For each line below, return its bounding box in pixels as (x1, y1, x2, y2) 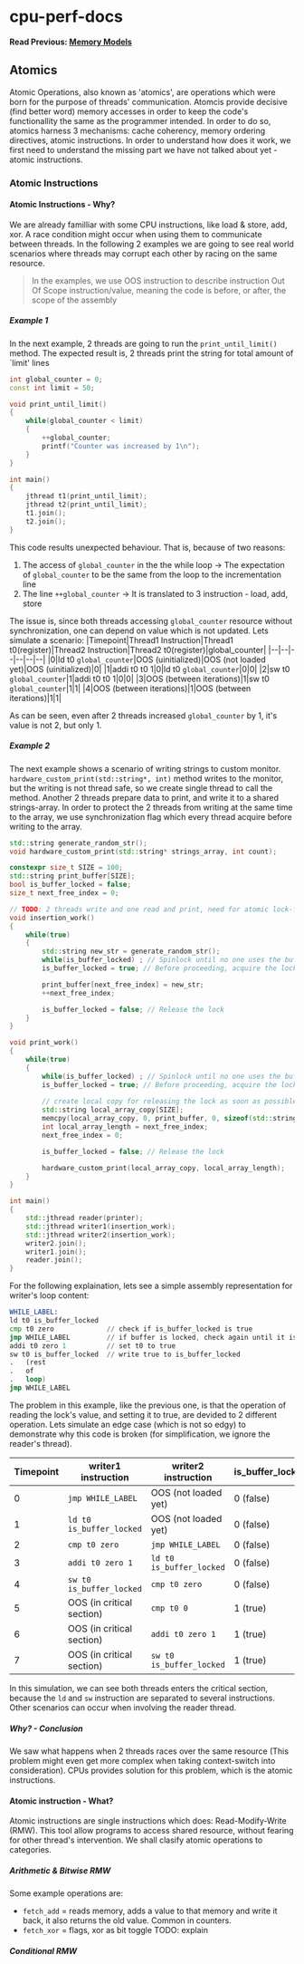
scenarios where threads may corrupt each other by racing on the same (9, 247, 278, 259)
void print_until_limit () (9, 400, 107, 409)
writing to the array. (9, 821, 83, 832)
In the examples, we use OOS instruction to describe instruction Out (31, 274, 285, 286)
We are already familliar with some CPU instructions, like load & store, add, (9, 219, 288, 230)
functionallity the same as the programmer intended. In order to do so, (9, 115, 271, 126)
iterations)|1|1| (9, 692, 62, 703)
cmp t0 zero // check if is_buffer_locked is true (9, 1324, 253, 1333)
